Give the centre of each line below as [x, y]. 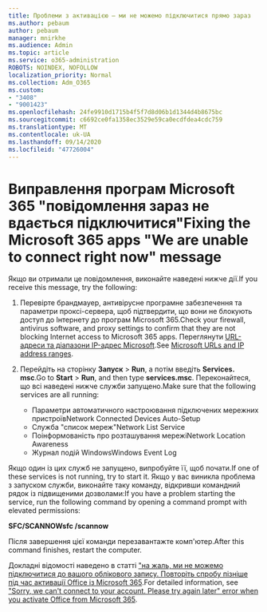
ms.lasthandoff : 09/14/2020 [55, 142]
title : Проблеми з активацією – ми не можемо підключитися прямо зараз [130, 16]
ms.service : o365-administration [64, 61]
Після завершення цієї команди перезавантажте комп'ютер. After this [126, 542]
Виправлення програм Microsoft [122, 189]
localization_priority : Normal [60, 75]
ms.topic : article [39, 53]
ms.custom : [26, 90]
